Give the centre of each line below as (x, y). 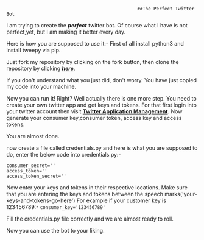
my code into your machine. (41, 86)
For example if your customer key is (121, 200)
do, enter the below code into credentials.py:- (64, 154)
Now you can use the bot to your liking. (55, 231)
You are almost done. (33, 136)
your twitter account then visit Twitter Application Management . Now (94, 111)
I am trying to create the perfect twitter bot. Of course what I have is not (97, 25)
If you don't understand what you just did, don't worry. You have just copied (101, 80)
